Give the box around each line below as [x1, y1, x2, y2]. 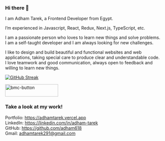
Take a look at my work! [5, 103, 63, 110]
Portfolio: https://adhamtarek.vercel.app [5, 114, 86, 120]
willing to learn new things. [5, 65, 60, 71]
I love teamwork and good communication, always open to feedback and [5, 60, 153, 66]
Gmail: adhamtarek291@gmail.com [5, 130, 76, 136]
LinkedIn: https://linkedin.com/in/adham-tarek [5, 120, 99, 126]
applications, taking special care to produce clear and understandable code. [5, 55, 160, 60]
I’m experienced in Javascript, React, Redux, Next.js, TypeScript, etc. [5, 25, 145, 31]
